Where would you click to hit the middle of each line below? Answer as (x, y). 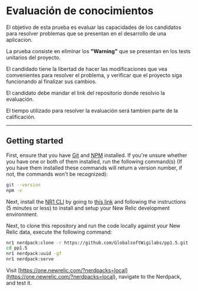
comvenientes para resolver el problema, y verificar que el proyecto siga (94, 75)
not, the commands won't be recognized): (57, 174)
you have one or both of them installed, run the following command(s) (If (94, 161)
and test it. (19, 283)
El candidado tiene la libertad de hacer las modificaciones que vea (87, 68)
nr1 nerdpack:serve (30, 259)
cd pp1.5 (17, 248)
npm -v (14, 190)
